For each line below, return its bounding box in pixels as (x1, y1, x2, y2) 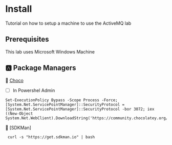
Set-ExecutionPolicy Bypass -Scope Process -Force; (5, 97, 118, 103)
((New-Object (5, 111, 33, 116)
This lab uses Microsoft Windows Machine (5, 48, 95, 55)
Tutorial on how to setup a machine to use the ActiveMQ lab (5, 20, 132, 26)
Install (5, 3, 32, 15)
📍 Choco (5, 77, 24, 83)
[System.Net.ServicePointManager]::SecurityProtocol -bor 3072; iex (5, 106, 155, 112)
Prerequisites (5, 35, 49, 44)
